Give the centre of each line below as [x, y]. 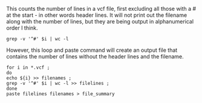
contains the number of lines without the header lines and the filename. [95, 56]
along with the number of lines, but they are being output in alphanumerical [100, 21]
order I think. [22, 28]
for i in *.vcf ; [28, 67]
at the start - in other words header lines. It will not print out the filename [97, 15]
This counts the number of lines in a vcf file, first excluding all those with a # [101, 9]
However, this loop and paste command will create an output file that [92, 50]
